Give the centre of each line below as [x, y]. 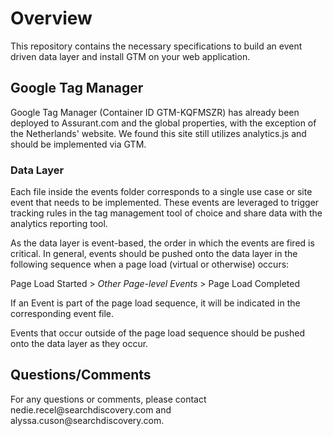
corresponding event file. [62, 314]
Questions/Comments [81, 375]
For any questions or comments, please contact [108, 399]
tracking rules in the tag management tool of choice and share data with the [166, 213]
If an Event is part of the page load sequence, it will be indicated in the [155, 303]
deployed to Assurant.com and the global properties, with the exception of [163, 123]
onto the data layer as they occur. [79, 344]
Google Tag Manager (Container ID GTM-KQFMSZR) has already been [155, 112]
